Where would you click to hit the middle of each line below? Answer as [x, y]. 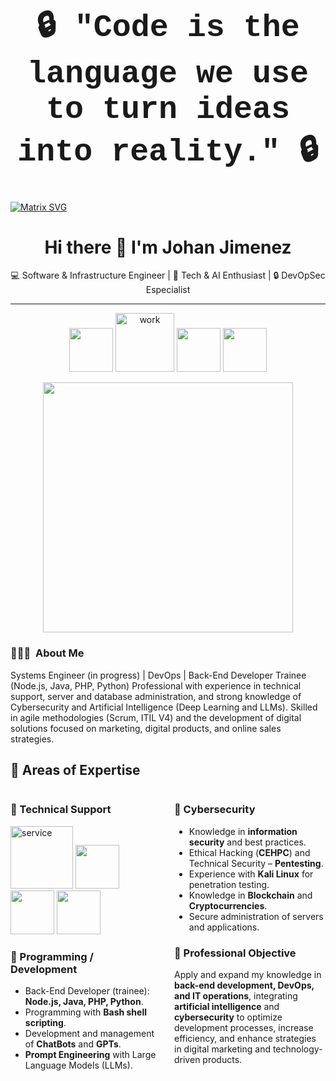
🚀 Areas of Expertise [75, 770]
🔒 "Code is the [168, 27]
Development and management [89, 1034]
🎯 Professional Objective [235, 953]
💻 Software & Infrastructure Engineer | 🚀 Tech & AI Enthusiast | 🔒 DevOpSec [168, 275]
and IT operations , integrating [236, 996]
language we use [168, 74]
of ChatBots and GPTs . [73, 1044]
